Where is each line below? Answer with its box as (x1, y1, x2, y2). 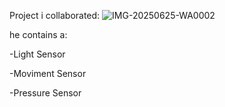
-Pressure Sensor (9, 87, 82, 99)
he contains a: (9, 29, 68, 40)
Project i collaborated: (9, 10, 101, 21)
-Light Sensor (9, 48, 66, 60)
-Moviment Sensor (9, 68, 87, 79)
